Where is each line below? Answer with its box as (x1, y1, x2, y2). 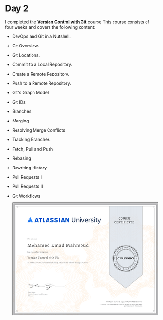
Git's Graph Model (12, 90, 49, 95)
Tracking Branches (12, 137, 50, 142)
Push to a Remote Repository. (12, 80, 71, 86)
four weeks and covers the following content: (5, 24, 96, 30)
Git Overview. (12, 43, 39, 48)
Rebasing (12, 155, 31, 161)
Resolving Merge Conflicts (12, 127, 65, 133)
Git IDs (12, 99, 26, 105)
